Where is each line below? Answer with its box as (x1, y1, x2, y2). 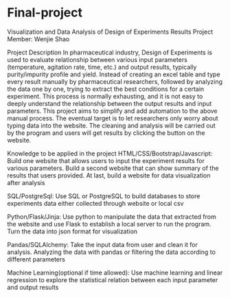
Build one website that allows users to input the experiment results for (7, 156, 205, 164)
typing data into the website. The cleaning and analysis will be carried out (7, 121, 216, 129)
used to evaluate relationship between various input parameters (7, 55, 187, 63)
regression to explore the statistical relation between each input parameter (7, 275, 218, 284)
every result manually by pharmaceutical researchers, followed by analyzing (7, 77, 223, 85)
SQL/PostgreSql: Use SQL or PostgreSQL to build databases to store (7, 191, 200, 200)
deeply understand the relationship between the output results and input (7, 99, 212, 107)
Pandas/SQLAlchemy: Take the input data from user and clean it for (7, 240, 198, 248)
